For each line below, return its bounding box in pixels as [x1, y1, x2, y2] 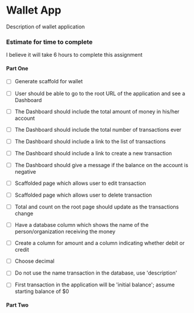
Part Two [6, 301, 29, 308]
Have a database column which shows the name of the [14, 221, 149, 229]
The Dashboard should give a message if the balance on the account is [14, 161, 189, 168]
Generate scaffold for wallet [14, 78, 83, 85]
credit [14, 246, 30, 253]
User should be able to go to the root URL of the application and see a [14, 90, 185, 97]
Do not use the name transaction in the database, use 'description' [14, 269, 177, 276]
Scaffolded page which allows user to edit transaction [14, 180, 146, 187]
